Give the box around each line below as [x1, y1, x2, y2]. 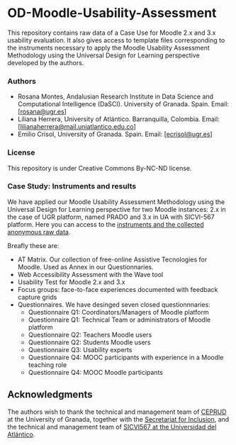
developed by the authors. [7, 58, 84, 67]
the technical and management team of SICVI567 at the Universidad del [7, 422, 217, 431]
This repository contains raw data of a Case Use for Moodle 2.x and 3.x [7, 28, 216, 37]
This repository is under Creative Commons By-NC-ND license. [7, 164, 193, 172]
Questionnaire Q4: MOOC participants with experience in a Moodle [28, 353, 224, 361]
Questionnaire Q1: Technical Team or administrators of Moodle [28, 315, 211, 324]
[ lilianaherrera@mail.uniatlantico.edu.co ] [17, 123, 136, 131]
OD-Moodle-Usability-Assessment [7, 5, 217, 21]
